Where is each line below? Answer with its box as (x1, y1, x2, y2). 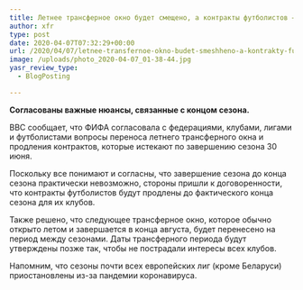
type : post (9, 30, 50, 39)
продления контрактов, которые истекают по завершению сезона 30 (9, 140, 278, 151)
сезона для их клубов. (9, 196, 96, 207)
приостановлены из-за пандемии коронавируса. (9, 269, 197, 280)
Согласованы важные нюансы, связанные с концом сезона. (9, 104, 250, 115)
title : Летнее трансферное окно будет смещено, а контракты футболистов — (9, 13, 297, 23)
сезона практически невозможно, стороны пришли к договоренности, (9, 177, 282, 188)
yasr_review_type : (9, 64, 78, 73)
